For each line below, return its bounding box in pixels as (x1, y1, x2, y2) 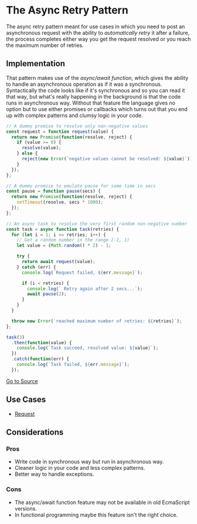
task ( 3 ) (6, 334, 25, 340)
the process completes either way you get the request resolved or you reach (6, 35, 191, 42)
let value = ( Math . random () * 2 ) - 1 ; (16, 243, 111, 248)
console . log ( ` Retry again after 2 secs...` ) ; (27, 285, 143, 291)
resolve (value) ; (21, 145, 62, 151)
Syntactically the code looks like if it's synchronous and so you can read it (6, 86, 185, 94)
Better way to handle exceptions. (14, 471, 94, 478)
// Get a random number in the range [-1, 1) (16, 237, 130, 243)
